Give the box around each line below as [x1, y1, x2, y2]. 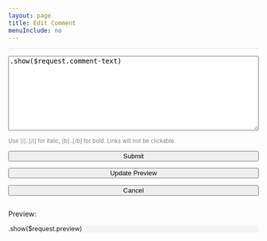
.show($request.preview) [8, 224, 83, 233]
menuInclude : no [8, 26, 62, 34]
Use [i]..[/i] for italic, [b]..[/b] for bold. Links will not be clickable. [8, 137, 176, 145]
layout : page [8, 11, 52, 20]
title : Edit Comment [8, 19, 77, 27]
